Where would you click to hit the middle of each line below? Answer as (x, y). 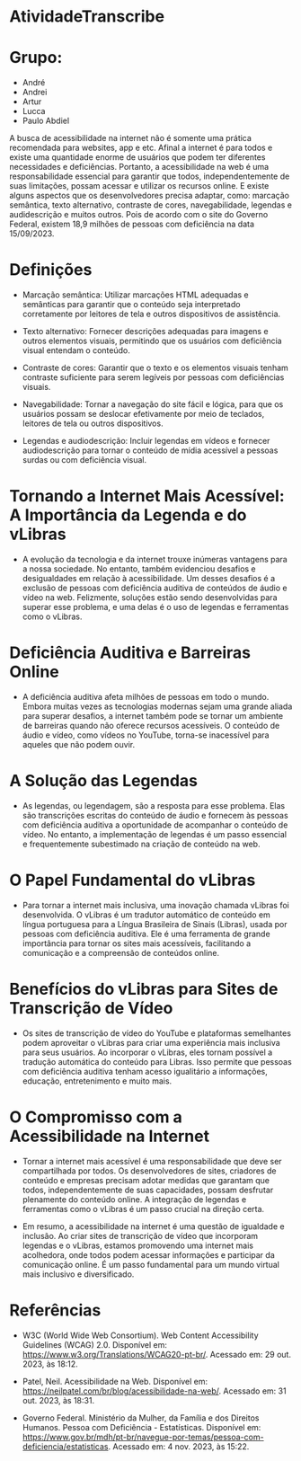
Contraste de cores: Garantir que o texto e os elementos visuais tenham (155, 368)
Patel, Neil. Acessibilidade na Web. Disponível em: (115, 1381)
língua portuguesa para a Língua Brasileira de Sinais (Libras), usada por (155, 924)
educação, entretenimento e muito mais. (97, 1081)
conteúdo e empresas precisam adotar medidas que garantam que (146, 1180)
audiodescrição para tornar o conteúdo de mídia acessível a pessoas (150, 450)
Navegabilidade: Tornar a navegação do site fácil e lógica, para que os (153, 404)
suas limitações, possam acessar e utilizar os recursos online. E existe (139, 186)
